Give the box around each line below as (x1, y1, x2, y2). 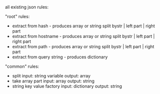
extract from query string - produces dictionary (12, 54, 108, 60)
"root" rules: (5, 14, 30, 19)
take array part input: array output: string (12, 78, 94, 84)
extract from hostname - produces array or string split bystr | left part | (12, 34, 155, 39)
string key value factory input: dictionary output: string (12, 83, 122, 89)
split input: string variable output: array (12, 73, 91, 78)
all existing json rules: (5, 4, 49, 10)
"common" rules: (5, 63, 39, 69)
